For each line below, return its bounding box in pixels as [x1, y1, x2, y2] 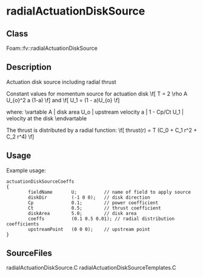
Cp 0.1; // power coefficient [28, 199, 159, 206]
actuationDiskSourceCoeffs [6, 178, 75, 185]
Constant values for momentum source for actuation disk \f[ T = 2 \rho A [6, 90, 188, 97]
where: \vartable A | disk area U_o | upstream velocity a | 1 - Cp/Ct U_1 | [6, 108, 184, 115]
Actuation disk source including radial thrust [6, 78, 116, 86]
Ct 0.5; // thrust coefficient [28, 205, 162, 211]
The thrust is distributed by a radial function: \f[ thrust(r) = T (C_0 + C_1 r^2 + [6, 126, 198, 134]
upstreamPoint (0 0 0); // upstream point [28, 226, 150, 232]
